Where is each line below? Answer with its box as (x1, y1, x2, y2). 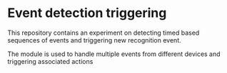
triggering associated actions (7, 57, 94, 65)
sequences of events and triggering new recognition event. (7, 35, 181, 44)
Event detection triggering (7, 5, 167, 21)
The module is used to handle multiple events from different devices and (7, 50, 221, 58)
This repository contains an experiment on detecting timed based (7, 28, 200, 37)
